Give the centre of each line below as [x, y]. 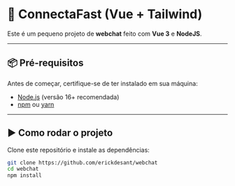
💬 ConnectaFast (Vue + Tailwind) [105, 14]
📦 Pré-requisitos [45, 63]
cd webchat [23, 169]
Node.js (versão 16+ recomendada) [68, 96]
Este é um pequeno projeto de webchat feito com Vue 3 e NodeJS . [105, 34]
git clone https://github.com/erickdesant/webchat [83, 163]
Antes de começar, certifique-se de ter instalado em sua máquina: [102, 83]
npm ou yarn [36, 104]
